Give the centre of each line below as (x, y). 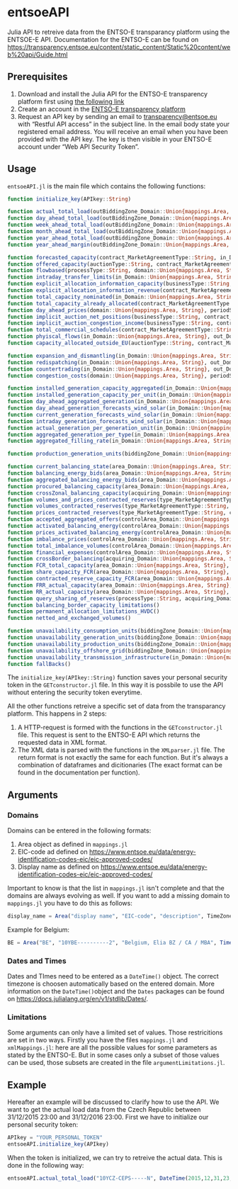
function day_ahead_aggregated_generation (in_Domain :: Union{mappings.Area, (121, 402)
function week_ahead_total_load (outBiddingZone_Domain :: (93, 225)
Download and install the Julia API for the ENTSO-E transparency (112, 94)
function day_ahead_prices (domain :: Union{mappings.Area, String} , (107, 310)
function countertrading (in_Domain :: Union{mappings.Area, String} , (109, 369)
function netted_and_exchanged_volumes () (69, 618)
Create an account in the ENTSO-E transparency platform (102, 109)
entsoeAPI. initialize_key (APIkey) (58, 1144)
